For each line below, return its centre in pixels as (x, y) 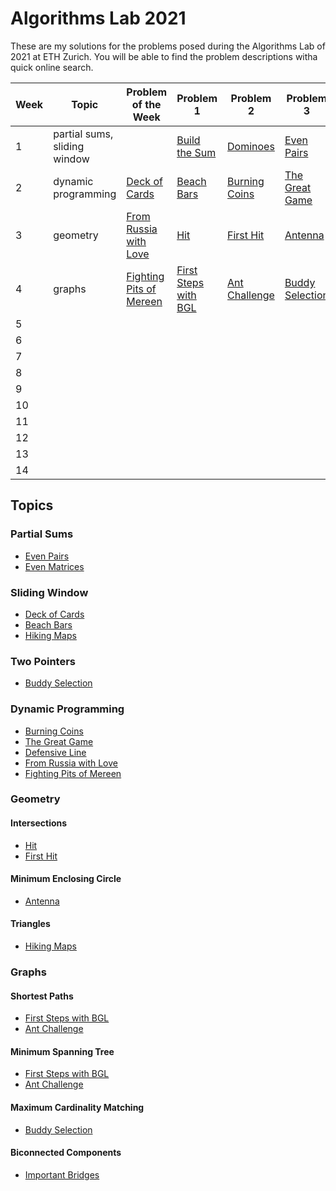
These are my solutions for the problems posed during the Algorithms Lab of (168, 46)
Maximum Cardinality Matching (77, 1107)
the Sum (196, 152)
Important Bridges (62, 1174)
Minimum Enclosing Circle (66, 879)
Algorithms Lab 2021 (98, 18)
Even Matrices (54, 566)
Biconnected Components (66, 1153)
